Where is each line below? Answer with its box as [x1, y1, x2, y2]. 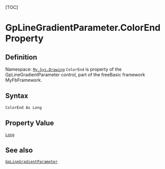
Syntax [5, 92, 28, 100]
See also [5, 146, 33, 155]
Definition [5, 53, 37, 61]
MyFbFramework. [5, 77, 42, 83]
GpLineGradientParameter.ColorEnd [5, 22, 161, 33]
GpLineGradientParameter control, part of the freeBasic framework [5, 72, 146, 77]
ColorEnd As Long [5, 105, 42, 110]
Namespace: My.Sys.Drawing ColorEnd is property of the [5, 66, 122, 72]
